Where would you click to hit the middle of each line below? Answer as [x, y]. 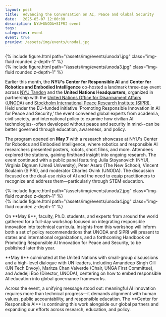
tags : [11, 28]
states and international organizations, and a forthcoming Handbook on [78, 237]
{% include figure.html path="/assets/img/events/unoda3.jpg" [68, 67]
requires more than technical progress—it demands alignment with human [81, 293]
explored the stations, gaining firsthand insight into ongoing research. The [81, 155]
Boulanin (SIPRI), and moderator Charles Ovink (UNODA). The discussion [80, 170]
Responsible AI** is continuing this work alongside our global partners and [82, 304]
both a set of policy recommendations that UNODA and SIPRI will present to [82, 232]
